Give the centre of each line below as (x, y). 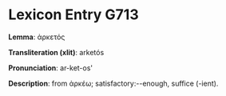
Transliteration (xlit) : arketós (56, 52)
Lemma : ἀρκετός (37, 37)
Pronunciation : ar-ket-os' (51, 68)
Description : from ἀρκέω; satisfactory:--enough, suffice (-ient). (113, 83)
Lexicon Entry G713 (73, 15)
